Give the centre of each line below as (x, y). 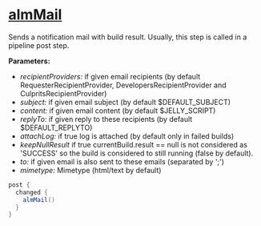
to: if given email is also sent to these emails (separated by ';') (122, 161)
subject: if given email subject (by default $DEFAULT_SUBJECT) (125, 102)
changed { (32, 192)
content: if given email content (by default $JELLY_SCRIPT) (118, 111)
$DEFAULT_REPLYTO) (56, 127)
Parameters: (29, 61)
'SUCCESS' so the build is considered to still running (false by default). (137, 153)
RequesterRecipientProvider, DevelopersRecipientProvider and (123, 85)
